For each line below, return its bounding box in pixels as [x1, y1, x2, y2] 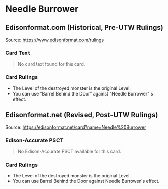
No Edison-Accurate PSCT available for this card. [17, 148, 121, 154]
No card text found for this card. [17, 61, 86, 67]
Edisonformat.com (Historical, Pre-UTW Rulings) [5, 23, 164, 32]
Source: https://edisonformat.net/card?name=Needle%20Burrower [5, 124, 146, 130]
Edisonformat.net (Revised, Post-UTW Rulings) [5, 110, 158, 119]
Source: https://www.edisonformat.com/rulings [5, 37, 104, 43]
